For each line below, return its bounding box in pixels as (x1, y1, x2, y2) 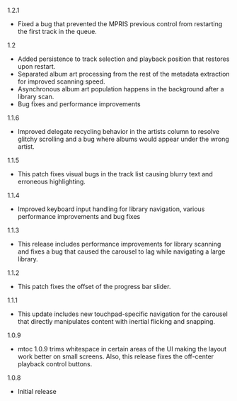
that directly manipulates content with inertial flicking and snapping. (17, 317, 216, 325)
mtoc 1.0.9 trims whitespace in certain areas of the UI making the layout (17, 345, 227, 353)
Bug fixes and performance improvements (17, 100, 141, 108)
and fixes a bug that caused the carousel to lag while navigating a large (17, 247, 226, 256)
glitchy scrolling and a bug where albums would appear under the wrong (17, 135, 230, 143)
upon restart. (17, 62, 56, 70)
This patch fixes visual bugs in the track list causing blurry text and (17, 170, 214, 178)
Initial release (17, 388, 57, 395)
